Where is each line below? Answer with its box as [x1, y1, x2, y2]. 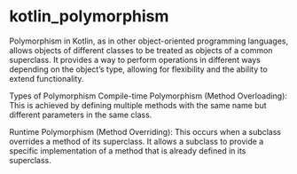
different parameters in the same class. [9, 109, 152, 120]
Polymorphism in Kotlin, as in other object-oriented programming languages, [9, 36, 289, 46]
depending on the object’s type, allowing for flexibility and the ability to [9, 64, 268, 75]
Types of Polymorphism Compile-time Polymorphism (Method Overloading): [9, 91, 288, 101]
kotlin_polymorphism [9, 6, 169, 27]
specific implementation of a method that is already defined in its [9, 145, 246, 156]
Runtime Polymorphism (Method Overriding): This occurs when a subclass [9, 126, 282, 137]
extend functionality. [9, 73, 84, 83]
